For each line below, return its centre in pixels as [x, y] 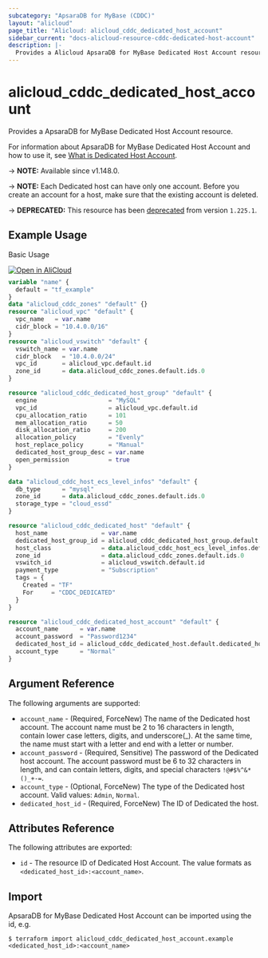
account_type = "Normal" [65, 651]
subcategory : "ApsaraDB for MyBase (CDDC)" [82, 16]
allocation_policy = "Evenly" [80, 437]
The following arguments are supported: [75, 703]
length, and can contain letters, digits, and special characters [120, 769]
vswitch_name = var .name [57, 349]
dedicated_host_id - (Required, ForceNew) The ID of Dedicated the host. [139, 803]
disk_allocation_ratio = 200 [71, 430]
